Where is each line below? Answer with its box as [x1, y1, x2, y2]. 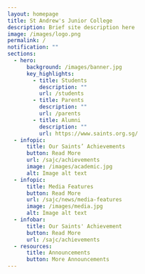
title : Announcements [26, 249, 91, 257]
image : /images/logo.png [7, 30, 81, 38]
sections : [7, 51, 37, 58]
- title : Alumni [33, 116, 81, 123]
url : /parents [38, 110, 81, 117]
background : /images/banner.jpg [26, 64, 122, 71]
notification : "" [7, 44, 59, 51]
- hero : [14, 57, 37, 64]
